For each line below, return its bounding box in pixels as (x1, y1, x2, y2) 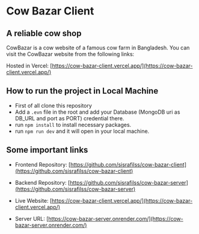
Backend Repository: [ (14, 179, 70, 186)
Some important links (6, 145, 88, 155)
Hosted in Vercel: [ (6, 62, 52, 69)
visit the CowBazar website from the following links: (6, 51, 135, 58)
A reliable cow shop (6, 28, 82, 38)
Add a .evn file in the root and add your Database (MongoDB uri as (14, 108, 180, 115)
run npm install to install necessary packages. (14, 121, 132, 128)
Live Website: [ (14, 197, 52, 204)
